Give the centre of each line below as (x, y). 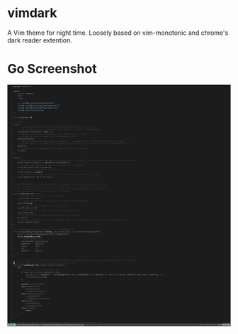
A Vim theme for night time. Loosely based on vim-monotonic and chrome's (118, 33)
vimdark (32, 13)
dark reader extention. (40, 40)
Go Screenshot (52, 69)
